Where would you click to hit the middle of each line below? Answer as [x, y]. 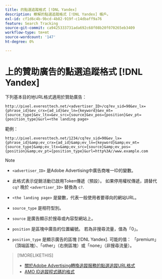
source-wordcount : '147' [30, 37]
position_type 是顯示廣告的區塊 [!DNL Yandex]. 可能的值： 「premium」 [85, 239]
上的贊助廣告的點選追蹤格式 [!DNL [74, 72]
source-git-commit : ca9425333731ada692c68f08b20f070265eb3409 [70, 28]
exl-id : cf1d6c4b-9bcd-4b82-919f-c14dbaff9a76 [54, 19]
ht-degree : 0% [20, 42]
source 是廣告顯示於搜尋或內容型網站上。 [54, 218]
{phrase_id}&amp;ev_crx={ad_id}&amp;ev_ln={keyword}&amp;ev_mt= [72, 142]
